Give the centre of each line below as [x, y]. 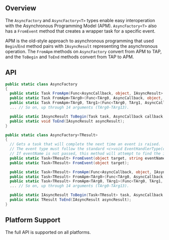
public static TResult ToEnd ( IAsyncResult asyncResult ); [71, 200]
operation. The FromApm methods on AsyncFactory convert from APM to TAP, [83, 51]
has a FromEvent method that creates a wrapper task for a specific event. [80, 31]
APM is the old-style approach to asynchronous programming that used [80, 41]
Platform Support [33, 220]
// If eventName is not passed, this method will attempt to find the [85, 154]
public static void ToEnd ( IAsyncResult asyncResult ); [67, 121]
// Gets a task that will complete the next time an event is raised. [85, 144]
